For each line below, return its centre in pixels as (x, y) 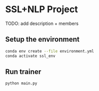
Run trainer (23, 71)
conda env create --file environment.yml (50, 51)
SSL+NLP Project (42, 9)
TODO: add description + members (42, 23)
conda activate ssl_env (30, 56)
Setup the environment (42, 39)
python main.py (21, 83)
